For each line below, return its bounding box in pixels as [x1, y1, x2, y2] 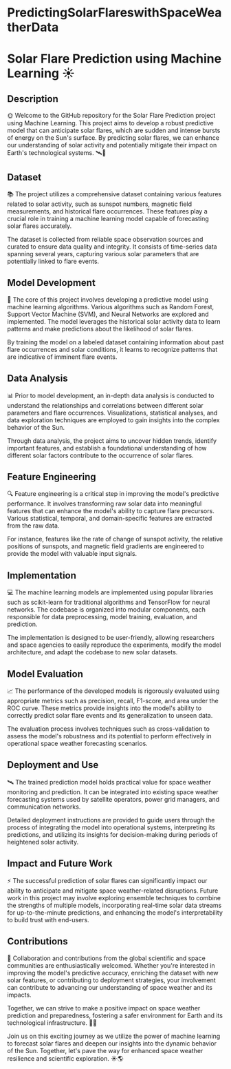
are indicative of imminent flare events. [7, 353, 118, 361]
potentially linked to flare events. [7, 257, 100, 265]
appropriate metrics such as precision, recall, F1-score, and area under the [7, 697, 219, 705]
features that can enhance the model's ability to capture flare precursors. [7, 507, 214, 515]
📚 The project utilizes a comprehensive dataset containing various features [7, 190, 222, 198]
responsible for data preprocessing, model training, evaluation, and [7, 613, 197, 621]
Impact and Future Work [7, 858, 113, 869]
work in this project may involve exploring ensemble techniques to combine [7, 893, 221, 902]
